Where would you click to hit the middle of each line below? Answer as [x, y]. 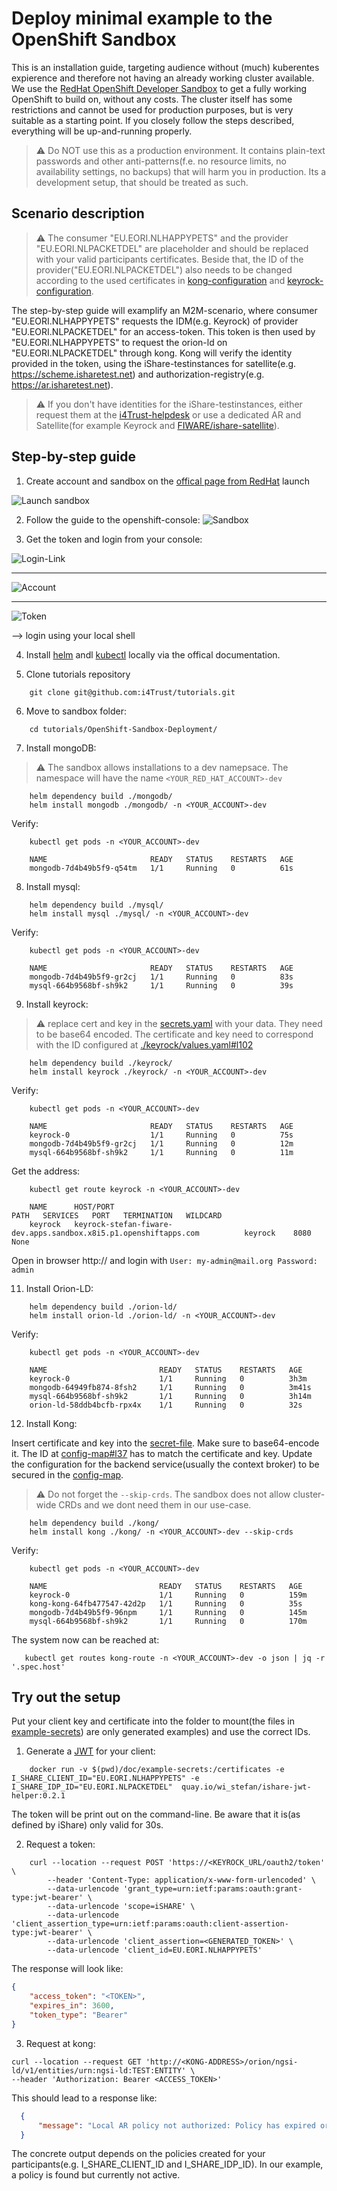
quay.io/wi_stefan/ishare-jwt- [246, 1787]
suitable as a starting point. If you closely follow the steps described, [153, 120]
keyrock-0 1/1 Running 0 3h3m [168, 1378]
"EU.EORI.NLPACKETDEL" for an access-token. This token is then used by [163, 331]
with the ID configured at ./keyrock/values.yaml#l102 [144, 1044]
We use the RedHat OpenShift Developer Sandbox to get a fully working [159, 88]
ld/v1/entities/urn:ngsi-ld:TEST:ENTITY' [99, 2070]
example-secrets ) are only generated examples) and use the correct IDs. [161, 1732]
